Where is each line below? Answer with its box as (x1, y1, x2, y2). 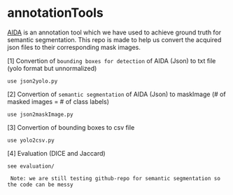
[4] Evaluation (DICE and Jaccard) (7, 149, 106, 157)
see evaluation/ (7, 163, 55, 170)
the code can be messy (7, 181, 73, 188)
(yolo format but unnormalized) (7, 64, 97, 72)
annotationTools (7, 5, 104, 21)
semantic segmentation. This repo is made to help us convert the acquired (7, 35, 222, 43)
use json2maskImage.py (7, 111, 73, 118)
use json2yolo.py (7, 77, 58, 85)
